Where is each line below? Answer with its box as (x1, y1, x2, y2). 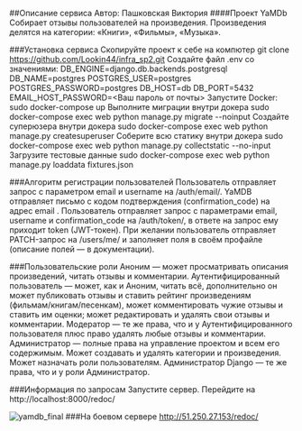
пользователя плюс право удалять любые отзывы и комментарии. (9, 328, 266, 339)
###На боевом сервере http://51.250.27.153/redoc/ (65, 411, 259, 422)
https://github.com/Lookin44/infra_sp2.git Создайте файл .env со (9, 54, 255, 64)
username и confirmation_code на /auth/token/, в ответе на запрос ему (9, 215, 279, 225)
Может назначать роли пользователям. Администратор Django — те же (9, 357, 288, 368)
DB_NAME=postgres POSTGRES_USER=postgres (9, 73, 192, 84)
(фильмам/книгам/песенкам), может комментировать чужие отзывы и (9, 299, 284, 310)
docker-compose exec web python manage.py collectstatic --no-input (9, 140, 271, 151)
